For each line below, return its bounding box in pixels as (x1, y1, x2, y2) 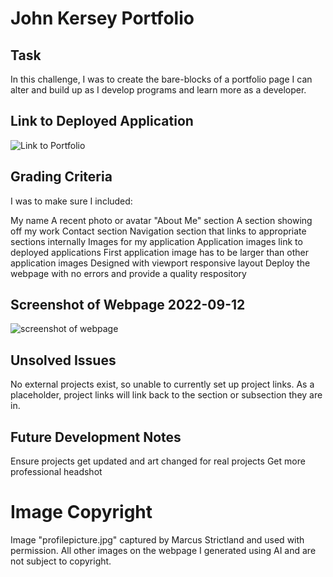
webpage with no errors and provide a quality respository (10, 267, 247, 279)
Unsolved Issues (10, 352, 117, 369)
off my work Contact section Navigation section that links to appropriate (10, 225, 307, 237)
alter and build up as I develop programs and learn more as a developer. (10, 84, 307, 96)
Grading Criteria (10, 168, 113, 186)
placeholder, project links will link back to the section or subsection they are (10, 389, 323, 401)
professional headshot (10, 466, 103, 478)
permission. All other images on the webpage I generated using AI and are (10, 545, 317, 556)
